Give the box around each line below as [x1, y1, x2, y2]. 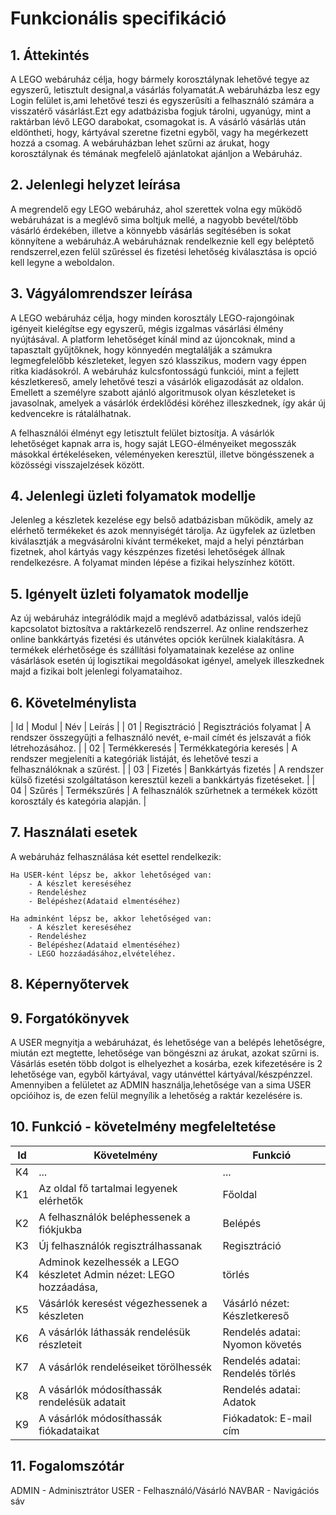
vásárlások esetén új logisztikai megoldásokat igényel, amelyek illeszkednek [10, 655, 325, 667]
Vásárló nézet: [222, 1296, 290, 1310]
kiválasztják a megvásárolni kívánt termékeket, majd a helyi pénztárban [10, 535, 304, 547]
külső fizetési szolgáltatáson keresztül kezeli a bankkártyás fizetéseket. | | [10, 774, 316, 786]
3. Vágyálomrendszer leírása [10, 285, 193, 302]
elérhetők [38, 1193, 84, 1207]
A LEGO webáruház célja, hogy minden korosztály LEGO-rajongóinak [10, 312, 295, 324]
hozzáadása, [38, 1280, 99, 1294]
